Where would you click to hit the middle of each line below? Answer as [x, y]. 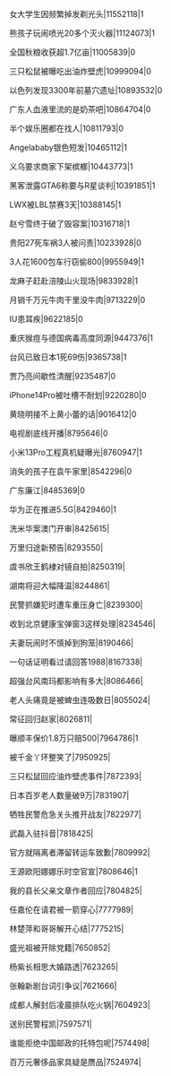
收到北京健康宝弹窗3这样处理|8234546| [82, 624]
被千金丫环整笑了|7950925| [60, 757]
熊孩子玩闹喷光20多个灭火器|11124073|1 [82, 33]
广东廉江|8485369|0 [47, 490]
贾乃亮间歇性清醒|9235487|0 [63, 376]
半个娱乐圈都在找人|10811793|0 [66, 128]
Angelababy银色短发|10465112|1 [68, 148]
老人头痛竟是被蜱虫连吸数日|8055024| [80, 700]
